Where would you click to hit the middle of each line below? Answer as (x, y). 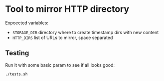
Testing (17, 53)
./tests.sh (16, 74)
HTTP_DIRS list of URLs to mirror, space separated (63, 38)
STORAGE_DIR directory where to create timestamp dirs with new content (85, 32)
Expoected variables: (27, 23)
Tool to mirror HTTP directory (67, 9)
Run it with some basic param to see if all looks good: (60, 65)
